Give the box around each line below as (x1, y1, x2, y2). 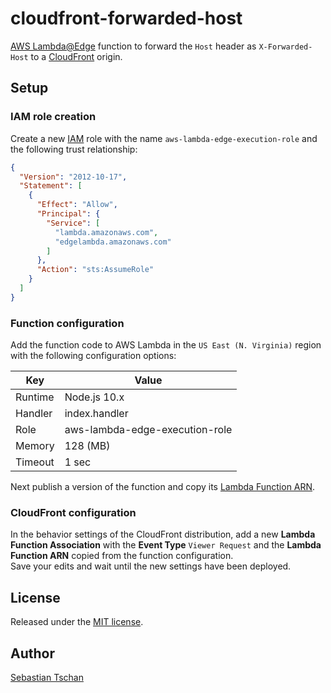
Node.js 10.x (64, 390, 125, 404)
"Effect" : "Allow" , (36, 200, 118, 210)
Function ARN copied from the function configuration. (10, 550, 234, 562)
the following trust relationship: (10, 143, 138, 155)
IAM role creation (10, 110, 97, 124)
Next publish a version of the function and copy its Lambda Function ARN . (10, 481, 316, 493)
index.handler (64, 407, 129, 421)
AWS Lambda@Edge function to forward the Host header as (10, 40, 257, 52)
